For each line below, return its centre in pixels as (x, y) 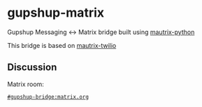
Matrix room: (26, 84)
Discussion (32, 67)
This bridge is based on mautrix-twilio (62, 45)
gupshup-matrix (56, 13)
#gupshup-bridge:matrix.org (48, 97)
